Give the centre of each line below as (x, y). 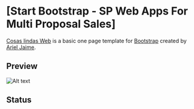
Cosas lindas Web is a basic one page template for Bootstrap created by (96, 41)
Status (19, 100)
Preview (22, 66)
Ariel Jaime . (21, 47)
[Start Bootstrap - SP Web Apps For (97, 11)
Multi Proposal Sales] (61, 24)
